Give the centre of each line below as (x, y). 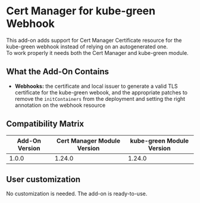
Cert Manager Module (88, 140)
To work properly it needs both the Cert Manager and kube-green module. (97, 53)
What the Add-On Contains (57, 72)
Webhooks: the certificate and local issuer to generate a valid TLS (96, 86)
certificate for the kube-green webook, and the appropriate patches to (101, 92)
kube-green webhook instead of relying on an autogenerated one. (87, 47)
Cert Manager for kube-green (81, 11)
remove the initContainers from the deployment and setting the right (100, 99)
